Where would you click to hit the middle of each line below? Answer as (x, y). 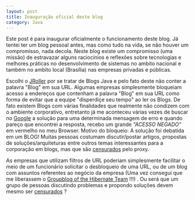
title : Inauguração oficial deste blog (55, 17)
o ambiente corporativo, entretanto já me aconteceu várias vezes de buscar (97, 112)
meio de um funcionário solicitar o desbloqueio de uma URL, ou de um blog (97, 167)
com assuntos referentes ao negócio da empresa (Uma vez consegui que (94, 173)
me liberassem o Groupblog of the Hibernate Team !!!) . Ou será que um (92, 179)
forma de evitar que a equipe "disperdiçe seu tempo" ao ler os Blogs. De (93, 100)
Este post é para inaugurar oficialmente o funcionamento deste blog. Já (92, 39)
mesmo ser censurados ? (36, 192)
